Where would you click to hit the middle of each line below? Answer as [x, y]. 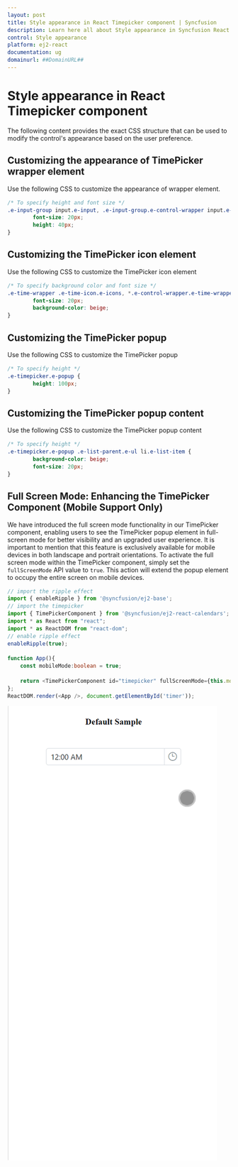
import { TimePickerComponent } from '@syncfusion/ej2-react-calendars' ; [119, 614]
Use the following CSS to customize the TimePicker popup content [104, 430]
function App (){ [31, 659]
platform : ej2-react [38, 45]
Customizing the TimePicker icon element [102, 254]
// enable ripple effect [44, 636]
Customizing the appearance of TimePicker [105, 161]
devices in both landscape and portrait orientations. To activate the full [110, 554]
